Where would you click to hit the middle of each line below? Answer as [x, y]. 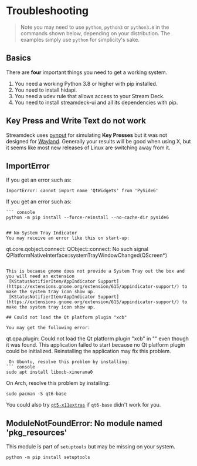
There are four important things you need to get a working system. [87, 72]
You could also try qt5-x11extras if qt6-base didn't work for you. [84, 405]
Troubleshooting [47, 11]
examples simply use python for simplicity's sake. [80, 39]
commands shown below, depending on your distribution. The [95, 33]
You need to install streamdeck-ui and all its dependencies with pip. [96, 102]
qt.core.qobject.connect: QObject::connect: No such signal [77, 249]
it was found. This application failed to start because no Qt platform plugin [96, 345]
